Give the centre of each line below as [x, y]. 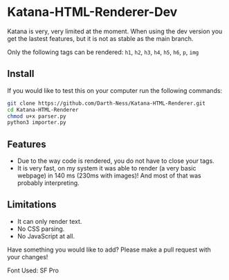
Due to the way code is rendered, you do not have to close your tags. [116, 161]
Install [21, 74]
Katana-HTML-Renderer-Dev [92, 12]
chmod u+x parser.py [37, 116]
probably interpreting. [48, 183]
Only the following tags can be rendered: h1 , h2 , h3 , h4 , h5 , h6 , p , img [103, 52]
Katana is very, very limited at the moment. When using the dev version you [115, 31]
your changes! [28, 256]
